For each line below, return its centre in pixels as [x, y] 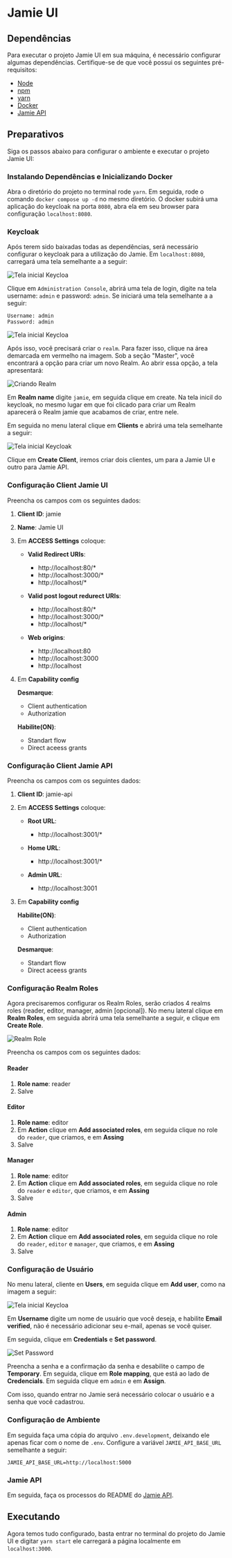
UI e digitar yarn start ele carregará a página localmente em [94, 1541]
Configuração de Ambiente [54, 1420]
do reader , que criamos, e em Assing [71, 1137]
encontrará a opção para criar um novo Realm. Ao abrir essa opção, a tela [113, 363]
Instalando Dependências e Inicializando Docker [90, 176]
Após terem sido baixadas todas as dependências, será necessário [103, 247]
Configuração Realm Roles [53, 988]
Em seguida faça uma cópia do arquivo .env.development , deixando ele [108, 1435]
